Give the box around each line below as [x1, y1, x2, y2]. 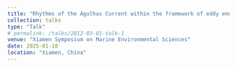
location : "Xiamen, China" [7, 50, 87, 57]
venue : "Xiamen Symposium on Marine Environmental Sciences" [7, 36, 191, 43]
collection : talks [7, 17, 61, 24]
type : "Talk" [7, 23, 46, 30]
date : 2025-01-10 [7, 43, 59, 50]
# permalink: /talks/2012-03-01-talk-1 [7, 29, 125, 37]
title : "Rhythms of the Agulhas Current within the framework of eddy [7, 10, 219, 17]
